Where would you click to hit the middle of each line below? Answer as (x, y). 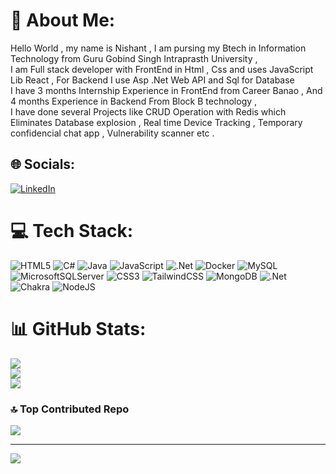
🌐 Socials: (43, 164)
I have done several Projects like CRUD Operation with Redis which (148, 111)
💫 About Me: (63, 20)
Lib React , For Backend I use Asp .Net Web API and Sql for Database (152, 80)
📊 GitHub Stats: (78, 328)
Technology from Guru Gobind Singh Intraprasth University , (134, 58)
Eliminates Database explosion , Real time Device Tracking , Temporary (156, 122)
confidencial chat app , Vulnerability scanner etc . (112, 133)
